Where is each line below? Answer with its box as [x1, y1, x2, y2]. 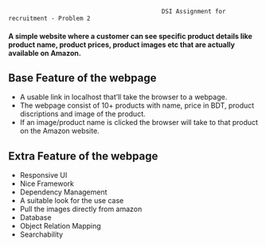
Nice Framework [19, 179, 74, 189]
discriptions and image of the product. [19, 109, 146, 119]
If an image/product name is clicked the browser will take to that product [19, 118, 259, 127]
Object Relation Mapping [19, 222, 101, 231]
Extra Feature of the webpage [8, 149, 158, 163]
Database [19, 213, 52, 222]
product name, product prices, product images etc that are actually [8, 40, 235, 49]
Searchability [19, 229, 64, 239]
